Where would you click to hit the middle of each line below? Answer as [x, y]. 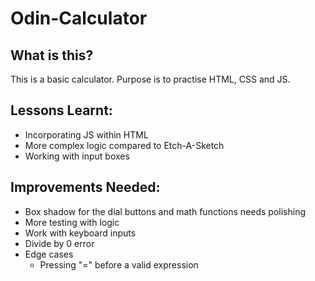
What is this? [52, 55]
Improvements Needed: [85, 187]
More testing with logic [72, 222]
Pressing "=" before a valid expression [119, 264]
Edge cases [49, 254]
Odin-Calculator [79, 18]
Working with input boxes [77, 156]
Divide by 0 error [59, 243]
